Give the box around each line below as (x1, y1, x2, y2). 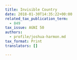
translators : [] (5, 43, 38, 48)
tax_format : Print (5, 39, 42, 44)
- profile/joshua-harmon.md (9, 35, 66, 40)
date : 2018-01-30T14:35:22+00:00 (5, 12, 73, 17)
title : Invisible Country (5, 7, 57, 12)
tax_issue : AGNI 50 (5, 25, 45, 30)
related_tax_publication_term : (5, 16, 68, 21)
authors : (5, 30, 23, 35)
